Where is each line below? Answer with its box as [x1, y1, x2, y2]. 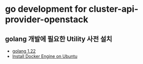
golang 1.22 [12, 48, 36, 54]
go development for [5, 3, 87, 15]
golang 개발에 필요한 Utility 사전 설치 [5, 34, 113, 43]
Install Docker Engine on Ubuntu [12, 53, 77, 59]
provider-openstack [5, 14, 89, 25]
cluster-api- [88, 3, 139, 15]
